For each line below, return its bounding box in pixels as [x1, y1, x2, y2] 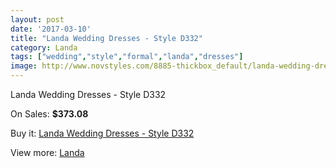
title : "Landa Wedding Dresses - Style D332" [10, 33, 203, 43]
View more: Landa [10, 147, 85, 158]
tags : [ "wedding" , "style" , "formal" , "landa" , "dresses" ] [10, 52, 244, 62]
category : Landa [10, 42, 78, 53]
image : [10, 61, 38, 71]
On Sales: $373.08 [10, 108, 89, 120]
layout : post [10, 14, 65, 25]
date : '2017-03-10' [10, 24, 92, 34]
